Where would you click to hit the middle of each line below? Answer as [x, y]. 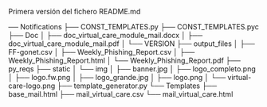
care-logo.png [32, 86]
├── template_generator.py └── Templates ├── [137, 86]
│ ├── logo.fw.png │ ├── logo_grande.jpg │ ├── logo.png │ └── [117, 77]
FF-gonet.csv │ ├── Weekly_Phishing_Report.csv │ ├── [102, 52]
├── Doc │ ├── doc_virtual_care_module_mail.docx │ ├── [106, 35]
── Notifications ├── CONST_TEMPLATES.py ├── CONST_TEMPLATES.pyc [133, 27]
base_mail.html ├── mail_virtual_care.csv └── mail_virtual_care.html [121, 94]
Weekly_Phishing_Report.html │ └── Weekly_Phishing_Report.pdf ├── [125, 60]
